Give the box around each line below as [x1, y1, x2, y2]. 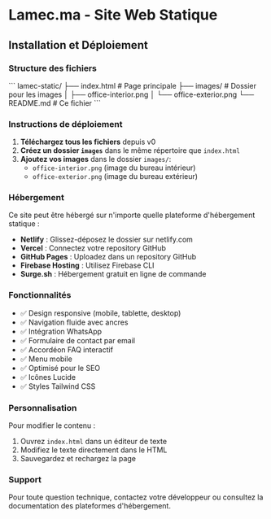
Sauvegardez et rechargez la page [20, 454, 137, 464]
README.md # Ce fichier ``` [8, 98, 102, 107]
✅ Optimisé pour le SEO [20, 363, 101, 373]
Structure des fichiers [8, 63, 98, 74]
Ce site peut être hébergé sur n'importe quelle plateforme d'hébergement [8, 210, 256, 220]
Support [8, 473, 42, 485]
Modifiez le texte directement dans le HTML [20, 445, 168, 455]
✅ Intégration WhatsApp [20, 326, 103, 336]
